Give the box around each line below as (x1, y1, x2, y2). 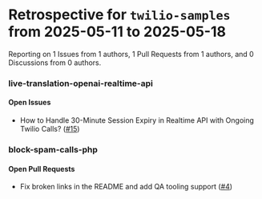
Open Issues (8, 98, 51, 108)
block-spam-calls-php (8, 144, 99, 155)
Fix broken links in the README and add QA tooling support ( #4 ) (19, 182, 233, 192)
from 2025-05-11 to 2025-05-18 (8, 22, 227, 41)
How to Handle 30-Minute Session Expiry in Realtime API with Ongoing (19, 116, 255, 125)
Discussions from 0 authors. (8, 58, 102, 67)
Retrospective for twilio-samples (8, 6, 231, 24)
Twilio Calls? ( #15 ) (19, 124, 80, 134)
